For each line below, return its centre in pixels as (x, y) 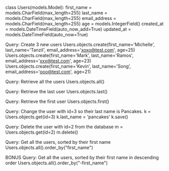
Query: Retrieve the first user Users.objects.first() (57, 101)
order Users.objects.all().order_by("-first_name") (57, 163)
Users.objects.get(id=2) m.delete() (42, 132)
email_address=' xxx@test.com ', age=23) (48, 61)
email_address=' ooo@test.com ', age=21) (48, 72)
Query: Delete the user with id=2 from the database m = (64, 127)
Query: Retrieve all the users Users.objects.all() (55, 82)
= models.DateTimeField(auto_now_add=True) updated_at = (68, 29)
